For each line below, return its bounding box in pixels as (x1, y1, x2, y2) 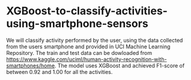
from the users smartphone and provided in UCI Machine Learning (6, 43, 171, 50)
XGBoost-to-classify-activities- (6, 4, 168, 18)
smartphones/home (6, 61, 55, 69)
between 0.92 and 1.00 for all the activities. (6, 68, 113, 75)
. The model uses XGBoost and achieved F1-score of (54, 61, 185, 69)
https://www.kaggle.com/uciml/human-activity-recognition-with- (6, 56, 167, 63)
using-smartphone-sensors (6, 17, 148, 30)
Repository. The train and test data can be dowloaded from (6, 49, 152, 56)
